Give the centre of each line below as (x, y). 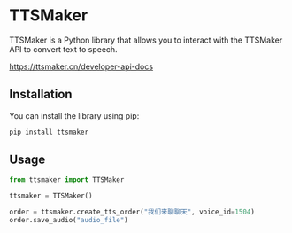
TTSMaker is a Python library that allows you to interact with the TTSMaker (146, 40)
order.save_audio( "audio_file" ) (69, 221)
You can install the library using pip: (74, 115)
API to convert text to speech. (63, 49)
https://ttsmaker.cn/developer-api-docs (81, 66)
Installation (41, 94)
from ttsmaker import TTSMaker (67, 180)
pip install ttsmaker (49, 132)
